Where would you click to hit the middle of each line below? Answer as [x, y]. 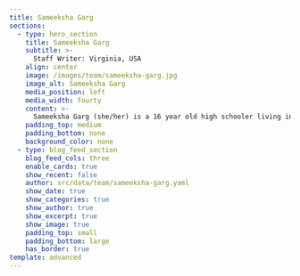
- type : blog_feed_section [67, 150]
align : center [51, 68]
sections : [28, 26]
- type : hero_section [58, 34]
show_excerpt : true [62, 216]
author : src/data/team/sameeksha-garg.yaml [108, 183]
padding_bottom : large [67, 241]
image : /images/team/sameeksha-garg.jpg [101, 76]
